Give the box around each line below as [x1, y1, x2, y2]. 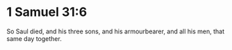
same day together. [6, 34, 62, 42]
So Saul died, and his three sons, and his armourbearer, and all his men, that [6, 27, 225, 35]
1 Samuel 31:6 [6, 4, 88, 20]
